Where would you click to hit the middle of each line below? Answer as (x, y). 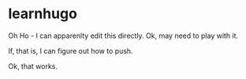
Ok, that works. (33, 66)
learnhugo (43, 14)
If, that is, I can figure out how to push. (71, 51)
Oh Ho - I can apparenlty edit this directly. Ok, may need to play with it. (123, 36)
